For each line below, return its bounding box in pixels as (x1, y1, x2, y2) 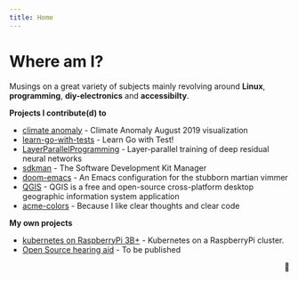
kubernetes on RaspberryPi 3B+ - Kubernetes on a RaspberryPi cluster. (21, 235, 285, 245)
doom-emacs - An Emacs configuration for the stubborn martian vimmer (21, 172, 289, 182)
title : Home (9, 12, 53, 22)
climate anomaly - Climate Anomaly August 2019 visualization (21, 124, 249, 135)
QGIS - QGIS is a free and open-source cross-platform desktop (21, 181, 254, 192)
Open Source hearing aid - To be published (21, 244, 181, 254)
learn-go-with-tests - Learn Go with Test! (21, 134, 174, 145)
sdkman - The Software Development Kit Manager (21, 162, 207, 173)
